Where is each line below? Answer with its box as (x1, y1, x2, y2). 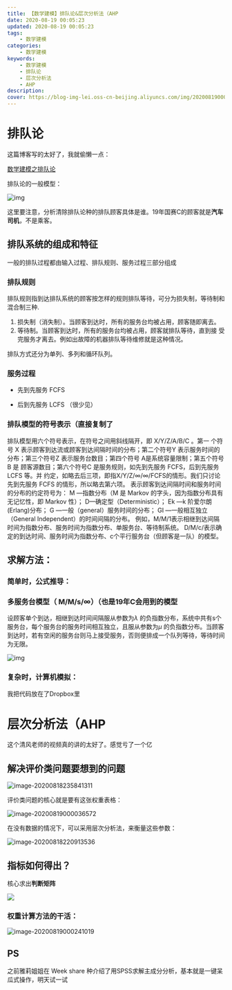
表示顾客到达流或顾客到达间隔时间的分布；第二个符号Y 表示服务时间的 (20, 445, 220, 454)
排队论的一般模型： (7, 179, 62, 188)
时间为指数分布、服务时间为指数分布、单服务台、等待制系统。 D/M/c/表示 (7, 523, 216, 531)
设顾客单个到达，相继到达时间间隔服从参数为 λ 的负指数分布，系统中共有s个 (7, 614, 222, 622)
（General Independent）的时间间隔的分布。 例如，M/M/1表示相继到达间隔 (7, 514, 220, 523)
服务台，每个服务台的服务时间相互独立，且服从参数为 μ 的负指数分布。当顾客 (7, 623, 224, 631)
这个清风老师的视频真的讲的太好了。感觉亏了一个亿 (7, 741, 153, 749)
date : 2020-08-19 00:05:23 (7, 17, 85, 24)
